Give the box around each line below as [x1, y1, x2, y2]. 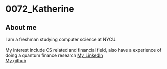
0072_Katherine [5, 3, 74, 15]
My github [5, 58, 27, 63]
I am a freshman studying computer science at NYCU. [5, 36, 117, 42]
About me [5, 23, 37, 32]
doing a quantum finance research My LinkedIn [5, 52, 103, 58]
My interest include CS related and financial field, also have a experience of [5, 47, 162, 53]
